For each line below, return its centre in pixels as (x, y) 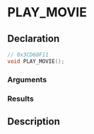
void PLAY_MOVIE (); (36, 61)
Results (20, 99)
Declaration (34, 39)
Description (34, 121)
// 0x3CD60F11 (28, 55)
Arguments (27, 79)
